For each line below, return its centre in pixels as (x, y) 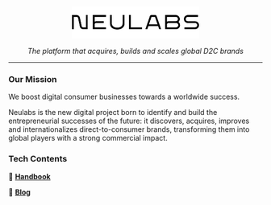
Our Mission (33, 79)
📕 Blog (19, 192)
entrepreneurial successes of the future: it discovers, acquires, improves (129, 121)
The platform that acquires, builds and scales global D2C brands (135, 51)
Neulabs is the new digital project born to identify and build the (113, 113)
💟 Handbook (29, 176)
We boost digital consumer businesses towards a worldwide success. (124, 97)
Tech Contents (38, 159)
